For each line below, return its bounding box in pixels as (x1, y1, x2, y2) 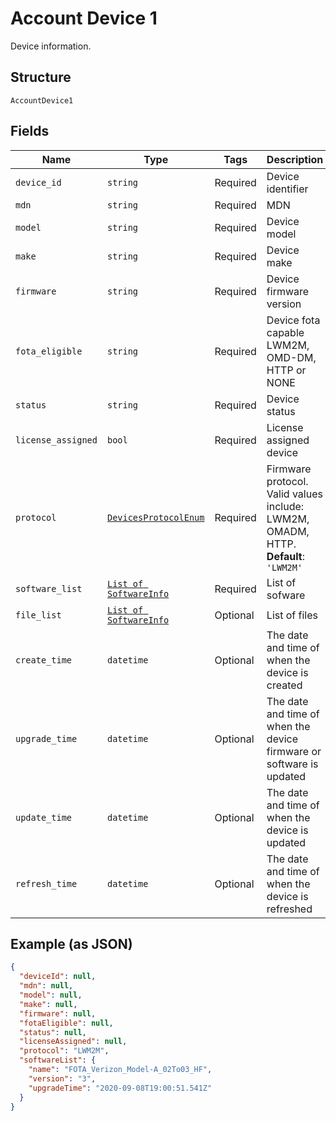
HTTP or (266, 363, 307, 377)
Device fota (266, 313, 321, 327)
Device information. (10, 40, 92, 52)
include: (266, 499, 305, 513)
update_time (15, 812, 73, 823)
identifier (266, 182, 309, 196)
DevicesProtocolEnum (106, 512, 205, 523)
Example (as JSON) (10, 935, 133, 952)
